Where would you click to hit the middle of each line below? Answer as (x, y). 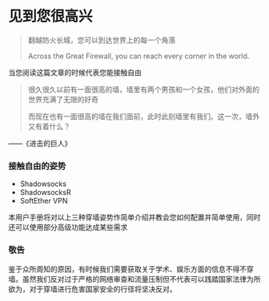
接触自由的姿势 (37, 166)
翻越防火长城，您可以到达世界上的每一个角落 (102, 40)
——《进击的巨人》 (40, 143)
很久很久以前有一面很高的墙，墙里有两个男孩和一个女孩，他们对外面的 (144, 89)
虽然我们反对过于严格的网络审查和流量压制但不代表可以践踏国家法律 (134, 279)
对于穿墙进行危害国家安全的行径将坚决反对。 (103, 289)
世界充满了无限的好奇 (63, 99)
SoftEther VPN (44, 201)
